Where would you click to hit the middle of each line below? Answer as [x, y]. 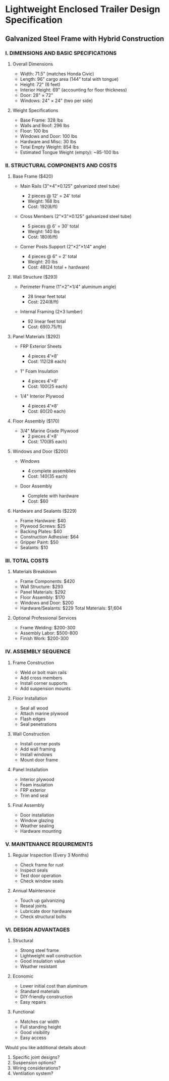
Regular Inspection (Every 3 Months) [51, 855]
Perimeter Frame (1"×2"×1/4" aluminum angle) [68, 287]
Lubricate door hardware [46, 911]
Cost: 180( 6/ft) [43, 237]
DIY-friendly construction [46, 997]
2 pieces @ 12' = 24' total [54, 196]
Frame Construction [33, 663]
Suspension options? [34, 1063]
